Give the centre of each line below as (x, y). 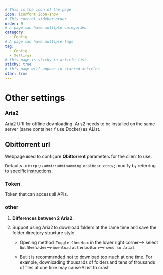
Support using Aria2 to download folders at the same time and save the (84, 227)
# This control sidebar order (36, 19)
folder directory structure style (43, 233)
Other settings (35, 98)
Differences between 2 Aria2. (43, 218)
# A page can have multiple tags (39, 42)
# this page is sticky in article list (46, 60)
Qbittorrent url (27, 145)
